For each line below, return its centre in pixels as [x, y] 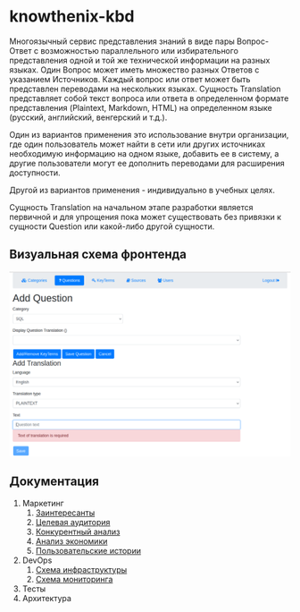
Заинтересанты [65, 513]
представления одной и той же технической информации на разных [140, 60]
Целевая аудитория [73, 522]
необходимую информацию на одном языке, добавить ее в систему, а [144, 153]
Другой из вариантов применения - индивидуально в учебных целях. [142, 190]
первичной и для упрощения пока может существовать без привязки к [146, 217]
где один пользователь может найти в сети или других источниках [137, 144]
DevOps [37, 560]
